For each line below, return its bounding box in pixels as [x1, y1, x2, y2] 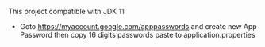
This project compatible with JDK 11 [8, 7, 125, 16]
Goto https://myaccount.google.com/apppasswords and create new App [19, 22, 258, 31]
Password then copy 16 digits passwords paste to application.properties [19, 31, 255, 39]
